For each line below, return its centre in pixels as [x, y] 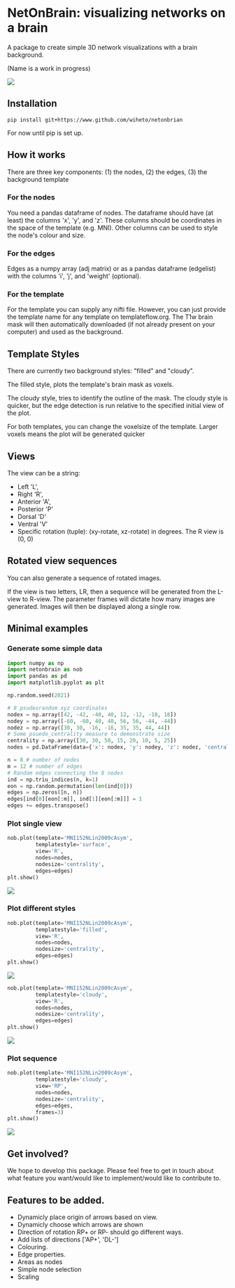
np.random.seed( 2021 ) [39, 696]
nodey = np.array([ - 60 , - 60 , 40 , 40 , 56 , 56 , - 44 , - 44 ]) [92, 721]
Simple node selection [49, 1269]
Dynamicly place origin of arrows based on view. [87, 1217]
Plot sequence [32, 1058]
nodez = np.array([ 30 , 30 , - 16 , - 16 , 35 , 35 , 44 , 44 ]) [89, 728]
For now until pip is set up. [45, 133]
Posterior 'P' [35, 509]
